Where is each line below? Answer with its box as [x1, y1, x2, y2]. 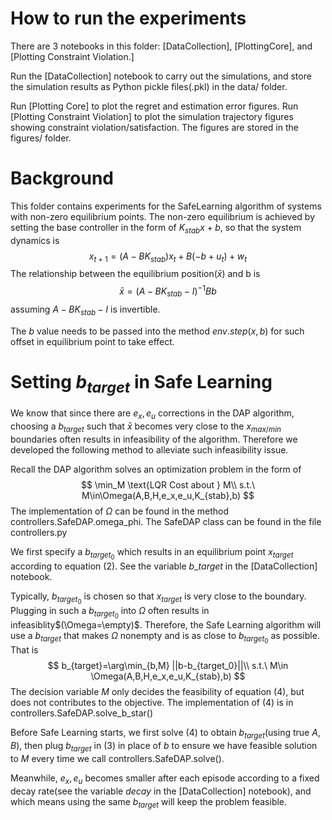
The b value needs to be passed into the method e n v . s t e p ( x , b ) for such [10, 325, 305, 337]
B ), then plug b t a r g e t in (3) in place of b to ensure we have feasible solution [10, 740, 318, 754]
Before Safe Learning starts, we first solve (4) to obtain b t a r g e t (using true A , [10, 727, 321, 741]
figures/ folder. [10, 132, 72, 144]
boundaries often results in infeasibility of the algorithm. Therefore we [10, 433, 298, 445]
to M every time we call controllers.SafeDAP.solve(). [10, 752, 225, 764]
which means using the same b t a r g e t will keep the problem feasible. [10, 795, 288, 810]
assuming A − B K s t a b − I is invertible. [10, 303, 161, 317]
